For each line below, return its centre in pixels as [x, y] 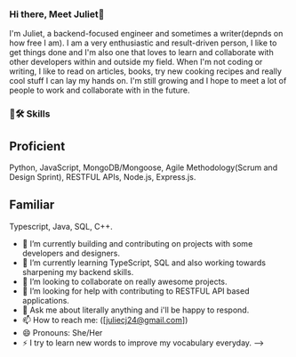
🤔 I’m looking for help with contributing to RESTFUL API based [136, 291]
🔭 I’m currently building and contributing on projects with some [137, 243]
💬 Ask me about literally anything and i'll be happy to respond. [136, 310]
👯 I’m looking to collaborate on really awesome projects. [124, 281]
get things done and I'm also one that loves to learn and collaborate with [141, 53]
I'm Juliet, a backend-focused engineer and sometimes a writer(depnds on [146, 34]
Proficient [37, 146]
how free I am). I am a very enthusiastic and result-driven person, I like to [143, 43]
